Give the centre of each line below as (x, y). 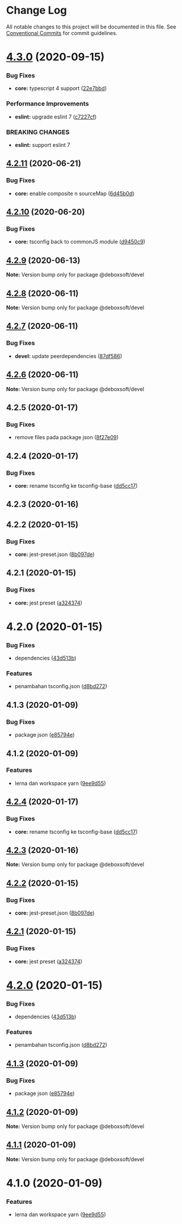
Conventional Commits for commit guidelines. (62, 33)
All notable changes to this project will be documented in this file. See (91, 27)
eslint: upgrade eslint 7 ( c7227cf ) (55, 117)
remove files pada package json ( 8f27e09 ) (67, 437)
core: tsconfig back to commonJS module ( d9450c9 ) (80, 242)
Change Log (36, 10)
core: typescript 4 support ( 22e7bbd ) (60, 88)
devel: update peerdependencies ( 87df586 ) (68, 356)
